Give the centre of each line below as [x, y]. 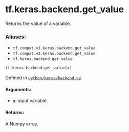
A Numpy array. [22, 124]
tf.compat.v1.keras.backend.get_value [54, 48]
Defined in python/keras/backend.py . [44, 78]
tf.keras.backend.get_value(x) [39, 68]
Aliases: [16, 37]
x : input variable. [30, 101]
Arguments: [18, 89]
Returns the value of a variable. [38, 23]
